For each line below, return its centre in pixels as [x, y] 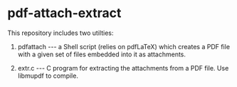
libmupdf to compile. [48, 76]
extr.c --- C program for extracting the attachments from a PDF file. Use [123, 68]
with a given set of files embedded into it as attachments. [102, 54]
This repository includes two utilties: [60, 33]
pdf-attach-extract [64, 13]
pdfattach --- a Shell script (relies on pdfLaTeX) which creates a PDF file [123, 46]
